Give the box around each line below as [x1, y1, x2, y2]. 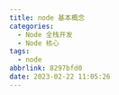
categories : [9, 22, 54, 31]
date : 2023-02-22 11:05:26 [9, 72, 111, 81]
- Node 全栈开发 [17, 30, 74, 39]
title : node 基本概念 [9, 13, 86, 23]
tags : [9, 47, 30, 56]
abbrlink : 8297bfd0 [9, 64, 83, 73]
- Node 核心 [17, 38, 60, 48]
